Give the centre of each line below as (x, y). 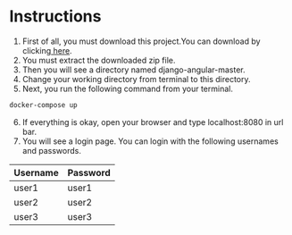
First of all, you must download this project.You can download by (141, 41)
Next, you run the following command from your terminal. (128, 88)
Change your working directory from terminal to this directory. (136, 79)
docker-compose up (43, 105)
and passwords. (52, 150)
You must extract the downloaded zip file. (99, 60)
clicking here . (47, 50)
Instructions (55, 17)
